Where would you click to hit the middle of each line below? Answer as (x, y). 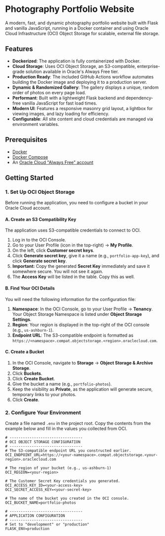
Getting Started (29, 178)
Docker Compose (30, 157)
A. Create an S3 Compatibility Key (41, 219)
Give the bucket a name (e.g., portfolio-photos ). (62, 384)
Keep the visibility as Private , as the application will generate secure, (82, 389)
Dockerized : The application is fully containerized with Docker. (76, 61)
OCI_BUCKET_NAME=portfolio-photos (41, 503)
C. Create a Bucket (25, 352)
